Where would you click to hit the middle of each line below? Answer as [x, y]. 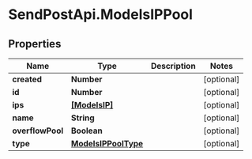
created [27, 79]
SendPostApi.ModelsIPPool [101, 15]
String [83, 118]
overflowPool [38, 131]
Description [173, 66]
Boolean [87, 131]
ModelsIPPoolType [107, 144]
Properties [35, 44]
